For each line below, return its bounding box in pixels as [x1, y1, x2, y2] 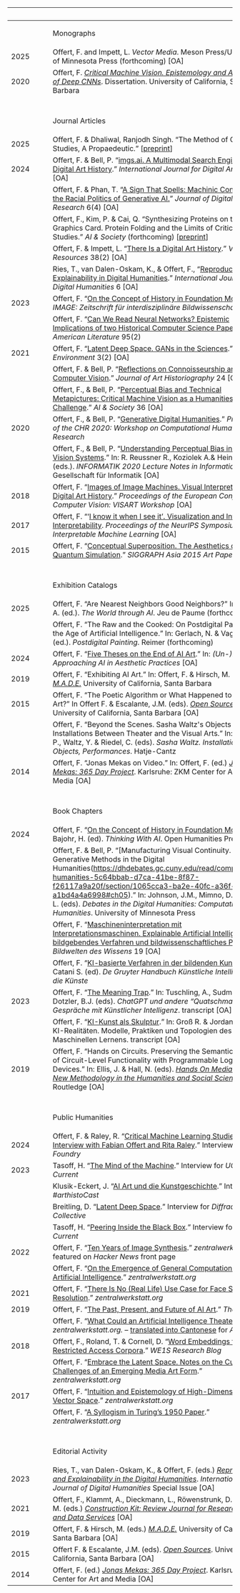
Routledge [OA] [52, 1082, 105, 1092]
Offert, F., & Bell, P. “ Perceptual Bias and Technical [52, 385, 222, 394]
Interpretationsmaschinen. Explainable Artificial [52, 929, 211, 938]
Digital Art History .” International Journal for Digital [52, 164, 224, 174]
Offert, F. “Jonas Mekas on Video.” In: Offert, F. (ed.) [52, 758, 228, 767]
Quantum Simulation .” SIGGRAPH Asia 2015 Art [52, 550, 214, 559]
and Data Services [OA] [52, 1512, 134, 1522]
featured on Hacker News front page [52, 1252, 176, 1262]
